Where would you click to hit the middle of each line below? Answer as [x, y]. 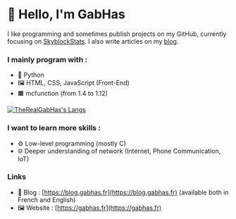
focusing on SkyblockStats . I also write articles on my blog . [93, 41]
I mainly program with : [48, 59]
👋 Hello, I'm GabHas [66, 14]
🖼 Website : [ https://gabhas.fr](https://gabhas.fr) [89, 208]
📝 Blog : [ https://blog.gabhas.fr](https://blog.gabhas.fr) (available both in [123, 192]
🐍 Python [31, 75]
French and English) [46, 199]
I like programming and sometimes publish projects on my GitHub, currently [117, 34]
